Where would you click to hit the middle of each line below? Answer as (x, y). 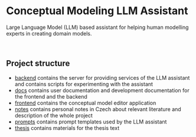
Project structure (38, 63)
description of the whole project (54, 115)
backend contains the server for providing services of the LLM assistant (102, 77)
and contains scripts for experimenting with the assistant (84, 84)
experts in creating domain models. (49, 33)
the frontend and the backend (51, 96)
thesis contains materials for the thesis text (67, 128)
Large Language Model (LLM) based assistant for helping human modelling (97, 27)
